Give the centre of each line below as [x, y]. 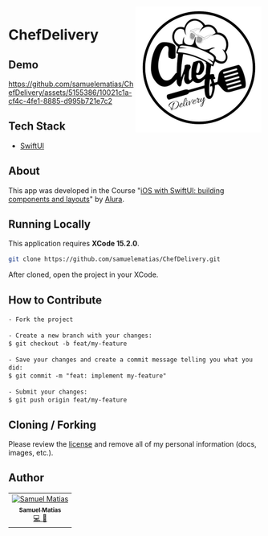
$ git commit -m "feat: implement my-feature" [87, 376]
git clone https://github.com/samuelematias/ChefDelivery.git [114, 259]
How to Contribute [55, 300]
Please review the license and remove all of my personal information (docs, [132, 443]
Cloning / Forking [53, 425]
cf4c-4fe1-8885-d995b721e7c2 [61, 101]
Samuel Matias [40, 510]
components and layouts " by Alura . [66, 199]
